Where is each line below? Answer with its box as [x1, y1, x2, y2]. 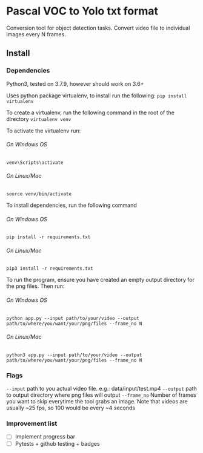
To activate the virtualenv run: [6, 127, 81, 134]
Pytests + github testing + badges [15, 440, 100, 447]
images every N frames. [6, 30, 67, 37]
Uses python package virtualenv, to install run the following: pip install [6, 92, 187, 99]
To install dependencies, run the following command [6, 201, 138, 209]
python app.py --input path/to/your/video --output [6, 315, 139, 321]
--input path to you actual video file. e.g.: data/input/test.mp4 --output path [6, 385, 197, 393]
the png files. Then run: [6, 282, 65, 290]
